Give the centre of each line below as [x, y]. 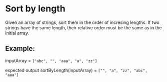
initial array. [17, 33]
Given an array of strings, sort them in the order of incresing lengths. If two [82, 22]
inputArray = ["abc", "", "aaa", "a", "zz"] [51, 61]
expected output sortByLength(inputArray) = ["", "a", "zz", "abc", [76, 70]
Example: [20, 48]
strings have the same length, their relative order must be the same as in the [84, 27]
